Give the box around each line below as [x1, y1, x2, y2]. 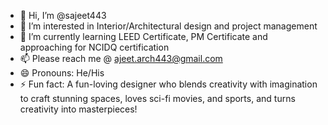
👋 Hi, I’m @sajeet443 [19, 10, 107, 21]
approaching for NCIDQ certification [19, 41, 170, 53]
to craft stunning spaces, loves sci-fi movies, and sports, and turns [19, 93, 296, 104]
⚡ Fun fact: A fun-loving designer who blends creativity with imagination [19, 78, 318, 90]
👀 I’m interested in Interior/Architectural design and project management [19, 20, 318, 32]
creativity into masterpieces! [19, 103, 138, 115]
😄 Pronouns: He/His [19, 67, 105, 79]
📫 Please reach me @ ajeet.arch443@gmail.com [19, 53, 223, 64]
